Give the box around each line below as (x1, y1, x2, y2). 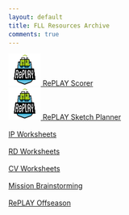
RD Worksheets (8, 146, 60, 157)
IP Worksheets (8, 129, 57, 139)
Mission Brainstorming (8, 181, 83, 191)
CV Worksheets (8, 164, 60, 174)
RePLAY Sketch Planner (42, 112, 122, 122)
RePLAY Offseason (8, 198, 71, 208)
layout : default (8, 13, 63, 21)
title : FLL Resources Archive (8, 21, 110, 30)
